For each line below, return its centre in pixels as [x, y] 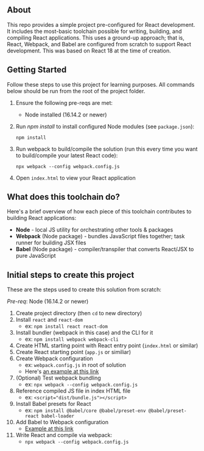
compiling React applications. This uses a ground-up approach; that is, [96, 37]
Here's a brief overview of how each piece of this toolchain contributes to [99, 211]
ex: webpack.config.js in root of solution [76, 365]
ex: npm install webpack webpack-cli [72, 339]
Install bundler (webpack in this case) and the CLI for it [84, 333]
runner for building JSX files [51, 243]
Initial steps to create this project [71, 275]
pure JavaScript [36, 256]
